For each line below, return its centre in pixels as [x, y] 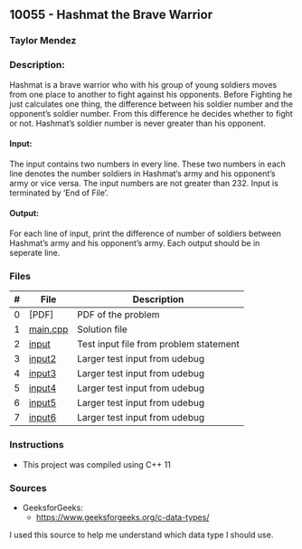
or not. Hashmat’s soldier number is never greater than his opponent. [138, 123]
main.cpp [48, 329]
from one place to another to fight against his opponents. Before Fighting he [151, 94]
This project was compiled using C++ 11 [97, 464]
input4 [42, 388]
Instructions [37, 445]
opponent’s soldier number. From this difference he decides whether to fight [151, 113]
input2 [42, 359]
